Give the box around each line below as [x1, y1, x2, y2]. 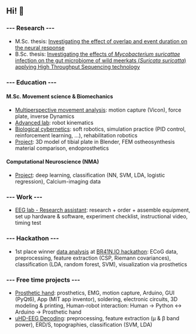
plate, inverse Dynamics [14, 112, 75, 120]
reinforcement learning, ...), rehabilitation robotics [14, 131, 138, 139]
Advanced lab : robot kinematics [14, 119, 94, 126]
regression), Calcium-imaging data [14, 178, 101, 185]
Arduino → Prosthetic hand [14, 308, 82, 315]
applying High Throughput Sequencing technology [14, 63, 140, 70]
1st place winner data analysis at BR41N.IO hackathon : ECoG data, [14, 248, 178, 255]
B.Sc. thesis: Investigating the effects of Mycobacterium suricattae [14, 50, 180, 58]
